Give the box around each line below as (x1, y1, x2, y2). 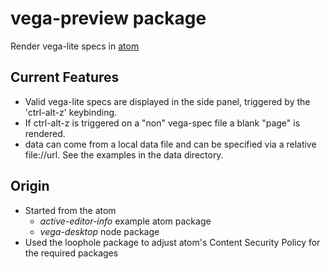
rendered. (24, 127, 66, 139)
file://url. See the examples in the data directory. (24, 148, 224, 161)
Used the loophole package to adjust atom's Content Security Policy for (24, 236, 321, 248)
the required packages (24, 247, 119, 259)
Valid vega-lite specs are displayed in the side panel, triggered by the (24, 95, 311, 107)
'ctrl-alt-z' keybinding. (24, 106, 118, 118)
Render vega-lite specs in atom (10, 40, 140, 52)
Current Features (10, 69, 120, 86)
